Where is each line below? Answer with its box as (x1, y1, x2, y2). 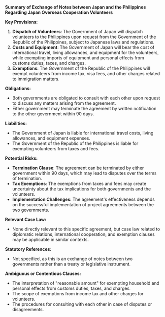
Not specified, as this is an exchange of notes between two (12, 256, 133, 262)
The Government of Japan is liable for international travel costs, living (12, 130, 154, 136)
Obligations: (5, 86, 31, 91)
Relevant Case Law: (5, 217, 47, 222)
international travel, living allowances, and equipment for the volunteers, (12, 49, 159, 55)
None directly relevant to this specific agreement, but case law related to (12, 226, 160, 232)
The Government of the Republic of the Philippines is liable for (12, 140, 139, 146)
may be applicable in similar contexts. (12, 237, 89, 242)
